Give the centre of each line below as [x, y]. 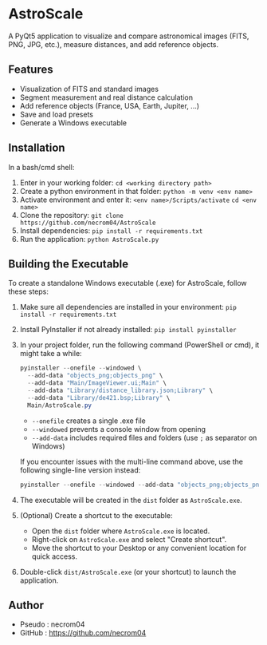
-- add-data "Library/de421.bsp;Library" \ [99, 398]
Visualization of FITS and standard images [89, 89]
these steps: [29, 291]
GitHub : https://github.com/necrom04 [83, 633]
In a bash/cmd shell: [41, 167]
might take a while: [51, 354]
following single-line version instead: [80, 470]
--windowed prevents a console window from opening [118, 429]
